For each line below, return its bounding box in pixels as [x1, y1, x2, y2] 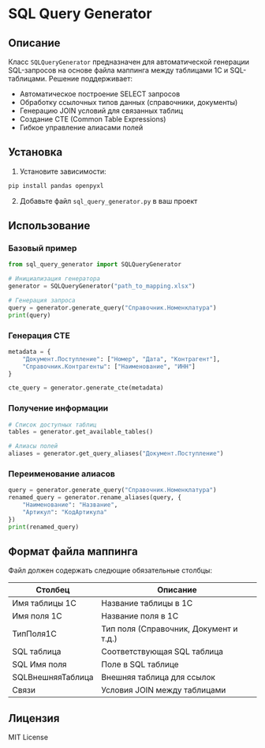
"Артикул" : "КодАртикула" [22, 509, 108, 517]
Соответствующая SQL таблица [101, 646, 223, 657]
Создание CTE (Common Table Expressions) [19, 115, 166, 123]
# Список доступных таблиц [8, 420, 97, 429]
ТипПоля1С [12, 629, 57, 640]
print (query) [8, 311, 51, 319]
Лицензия [8, 712, 60, 725]
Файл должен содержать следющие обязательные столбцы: [8, 566, 213, 575]
